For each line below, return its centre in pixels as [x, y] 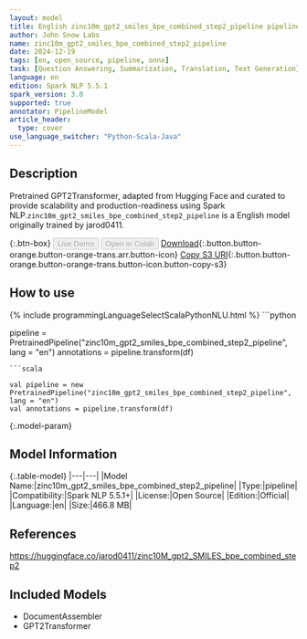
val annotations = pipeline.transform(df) [91, 409]
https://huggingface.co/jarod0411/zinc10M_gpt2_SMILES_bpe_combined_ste [153, 556]
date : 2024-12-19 [42, 52]
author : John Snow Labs [55, 35]
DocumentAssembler [63, 616]
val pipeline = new [47, 384]
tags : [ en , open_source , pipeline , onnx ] [90, 60]
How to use [42, 293]
